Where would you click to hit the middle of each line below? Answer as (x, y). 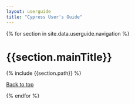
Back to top (20, 85)
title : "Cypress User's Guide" (44, 17)
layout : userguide (28, 11)
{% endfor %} (23, 96)
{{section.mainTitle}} (59, 57)
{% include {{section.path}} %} (44, 73)
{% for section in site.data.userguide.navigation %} (68, 33)
